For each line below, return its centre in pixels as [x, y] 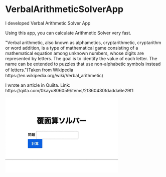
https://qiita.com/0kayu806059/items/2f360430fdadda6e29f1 [69, 90]
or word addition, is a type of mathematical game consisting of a [72, 48]
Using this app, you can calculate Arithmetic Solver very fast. [68, 33]
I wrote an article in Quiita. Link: [38, 85]
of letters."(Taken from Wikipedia [39, 70]
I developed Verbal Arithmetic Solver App [48, 23]
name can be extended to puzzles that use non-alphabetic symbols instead [83, 64]
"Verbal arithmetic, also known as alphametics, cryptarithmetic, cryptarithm [83, 42]
